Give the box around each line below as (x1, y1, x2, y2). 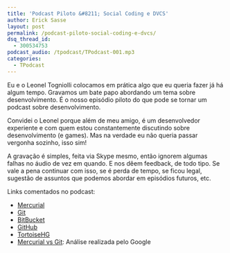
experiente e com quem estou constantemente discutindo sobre (7, 123, 191, 132)
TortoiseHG (17, 230, 51, 238)
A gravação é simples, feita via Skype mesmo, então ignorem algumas (7, 152, 208, 160)
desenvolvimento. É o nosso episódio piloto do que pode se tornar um (7, 95, 207, 104)
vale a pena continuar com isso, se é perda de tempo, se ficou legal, (7, 166, 202, 175)
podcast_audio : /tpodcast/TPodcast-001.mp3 (7, 49, 135, 56)
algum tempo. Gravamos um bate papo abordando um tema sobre (7, 88, 196, 96)
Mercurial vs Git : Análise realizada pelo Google (17, 237, 151, 246)
